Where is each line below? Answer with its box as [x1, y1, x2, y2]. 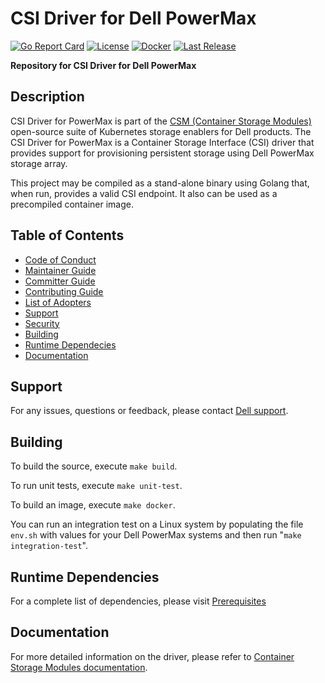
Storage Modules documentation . [10, 661, 148, 673]
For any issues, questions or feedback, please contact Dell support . [10, 405, 289, 417]
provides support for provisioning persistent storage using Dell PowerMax [10, 147, 315, 159]
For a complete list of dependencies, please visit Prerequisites [10, 595, 267, 607]
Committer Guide [24, 275, 96, 287]
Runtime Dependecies [24, 338, 117, 351]
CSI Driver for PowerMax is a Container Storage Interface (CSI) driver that [10, 136, 315, 148]
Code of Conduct [24, 253, 97, 266]
